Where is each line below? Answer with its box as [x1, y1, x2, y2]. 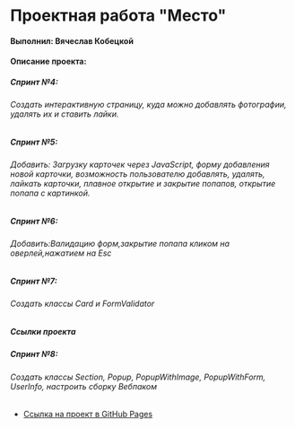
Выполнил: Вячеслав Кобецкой [10, 35, 134, 46]
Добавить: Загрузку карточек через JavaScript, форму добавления [10, 159, 270, 170]
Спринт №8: [10, 349, 58, 360]
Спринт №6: [10, 215, 58, 226]
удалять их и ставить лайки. [10, 109, 119, 119]
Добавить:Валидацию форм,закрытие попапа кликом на [10, 239, 230, 249]
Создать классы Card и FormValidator [10, 298, 155, 310]
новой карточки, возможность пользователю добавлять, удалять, [10, 169, 265, 179]
